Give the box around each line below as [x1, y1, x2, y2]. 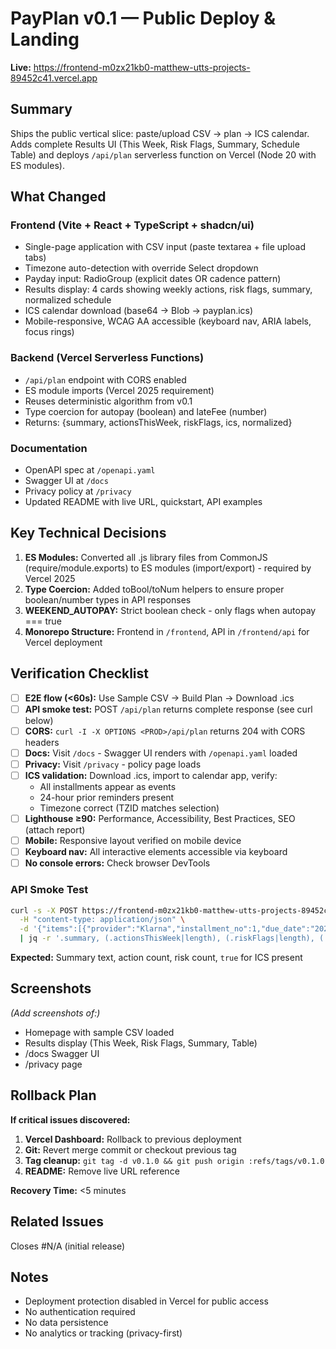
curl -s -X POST [10, 905, 78, 916]
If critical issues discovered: [10, 1113, 131, 1126]
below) [24, 714, 54, 726]
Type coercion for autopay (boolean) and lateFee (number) [24, 405, 268, 417]
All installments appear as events [39, 781, 177, 793]
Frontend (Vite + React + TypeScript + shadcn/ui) [10, 218, 255, 232]
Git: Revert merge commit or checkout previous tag [24, 1143, 237, 1156]
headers [24, 736, 60, 748]
